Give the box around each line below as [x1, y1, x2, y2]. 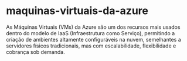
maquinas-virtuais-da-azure [6, 4, 148, 18]
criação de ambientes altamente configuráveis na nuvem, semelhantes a [6, 36, 182, 43]
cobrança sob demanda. [6, 48, 66, 55]
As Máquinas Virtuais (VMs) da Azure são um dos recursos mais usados [6, 23, 181, 30]
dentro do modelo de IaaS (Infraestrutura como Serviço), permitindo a [6, 29, 175, 36]
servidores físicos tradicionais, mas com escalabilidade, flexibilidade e [6, 42, 176, 49]
